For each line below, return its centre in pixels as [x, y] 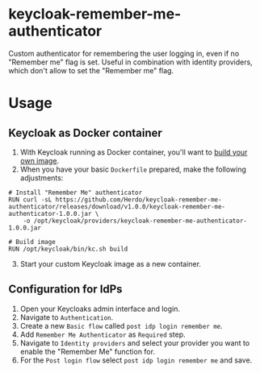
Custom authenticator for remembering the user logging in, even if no [124, 53]
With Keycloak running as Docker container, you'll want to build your [134, 152]
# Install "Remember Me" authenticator [75, 193]
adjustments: [42, 177]
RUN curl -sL [30, 199]
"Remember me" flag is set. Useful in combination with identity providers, [130, 62]
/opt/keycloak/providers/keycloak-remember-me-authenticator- [140, 221]
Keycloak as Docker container [86, 133]
